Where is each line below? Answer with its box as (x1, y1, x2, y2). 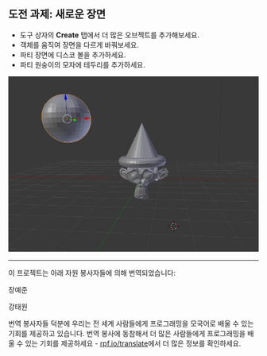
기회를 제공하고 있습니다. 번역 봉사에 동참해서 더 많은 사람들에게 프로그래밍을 (8, 329, 246, 339)
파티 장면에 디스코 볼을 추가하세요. (19, 50, 126, 60)
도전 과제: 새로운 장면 (8, 7, 106, 21)
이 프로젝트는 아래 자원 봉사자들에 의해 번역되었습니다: (8, 269, 176, 278)
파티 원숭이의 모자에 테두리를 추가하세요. (19, 60, 145, 69)
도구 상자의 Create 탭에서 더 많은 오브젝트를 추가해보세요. (19, 30, 200, 40)
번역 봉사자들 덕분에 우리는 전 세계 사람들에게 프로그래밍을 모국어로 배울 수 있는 (8, 319, 254, 328)
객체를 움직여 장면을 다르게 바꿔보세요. (19, 40, 139, 49)
